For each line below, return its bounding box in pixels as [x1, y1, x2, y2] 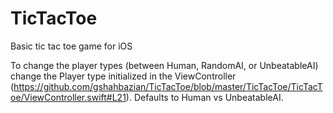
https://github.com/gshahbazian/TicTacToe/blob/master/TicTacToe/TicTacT [13, 80, 323, 92]
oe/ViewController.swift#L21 [10, 91, 127, 103]
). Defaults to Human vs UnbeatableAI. [125, 91, 284, 103]
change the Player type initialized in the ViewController [10, 70, 237, 82]
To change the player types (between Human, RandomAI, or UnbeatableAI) [10, 59, 319, 71]
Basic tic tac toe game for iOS [10, 40, 133, 52]
